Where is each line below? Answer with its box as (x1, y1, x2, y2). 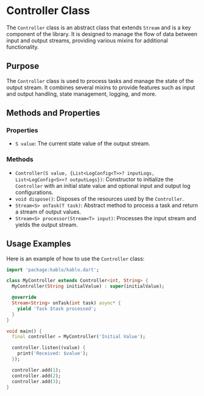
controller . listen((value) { (12, 345, 86, 351)
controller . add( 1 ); (12, 367, 62, 373)
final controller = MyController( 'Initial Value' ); (12, 334, 146, 340)
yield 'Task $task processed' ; (17, 306, 97, 312)
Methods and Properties (6, 108, 100, 118)
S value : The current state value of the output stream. (15, 140, 150, 147)
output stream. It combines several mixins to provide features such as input (6, 84, 195, 91)
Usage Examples (6, 239, 71, 249)
